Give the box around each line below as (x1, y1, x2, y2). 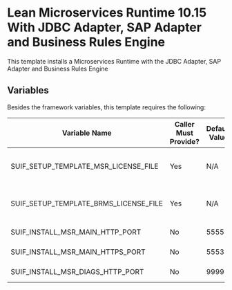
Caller (175, 119, 195, 129)
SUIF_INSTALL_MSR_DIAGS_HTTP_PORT (10, 266, 144, 276)
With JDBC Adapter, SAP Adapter (7, 19, 202, 35)
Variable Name (61, 128, 112, 138)
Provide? (169, 136, 200, 146)
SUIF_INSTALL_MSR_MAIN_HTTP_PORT (10, 227, 142, 237)
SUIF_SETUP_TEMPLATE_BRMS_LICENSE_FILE (10, 199, 164, 208)
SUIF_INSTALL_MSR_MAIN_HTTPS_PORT (10, 247, 146, 257)
